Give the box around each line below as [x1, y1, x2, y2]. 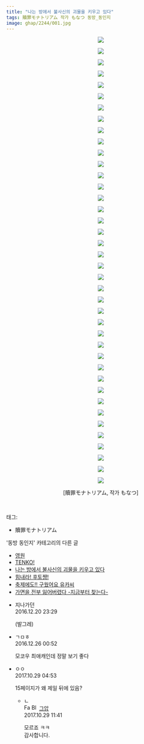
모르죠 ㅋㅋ [23, 724, 50, 731]
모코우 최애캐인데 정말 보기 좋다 [14, 652, 89, 660]
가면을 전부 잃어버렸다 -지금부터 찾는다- [14, 589, 109, 596]
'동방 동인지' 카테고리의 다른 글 [6, 539, 79, 546]
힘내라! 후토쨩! [14, 574, 49, 581]
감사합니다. [23, 731, 50, 739]
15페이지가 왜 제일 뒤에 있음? [14, 684, 83, 692]
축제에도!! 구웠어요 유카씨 [14, 581, 75, 588]
